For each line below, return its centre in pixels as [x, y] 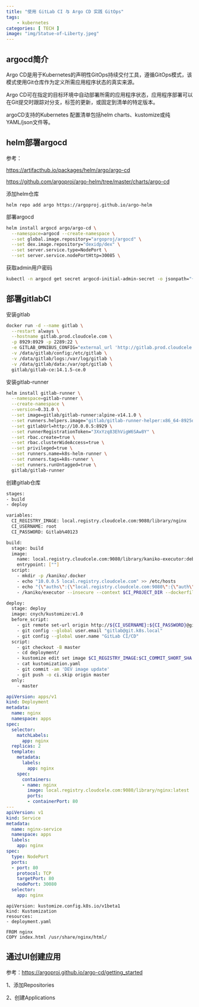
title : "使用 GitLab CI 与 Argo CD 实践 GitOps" [65, 12]
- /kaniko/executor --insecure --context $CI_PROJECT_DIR [90, 592]
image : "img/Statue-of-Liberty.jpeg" [53, 34]
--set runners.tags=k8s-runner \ [53, 460]
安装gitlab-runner [28, 382]
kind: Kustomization [32, 911]
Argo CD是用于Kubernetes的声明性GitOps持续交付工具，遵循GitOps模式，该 [99, 74]
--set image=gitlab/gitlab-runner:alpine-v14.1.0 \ [77, 415]
